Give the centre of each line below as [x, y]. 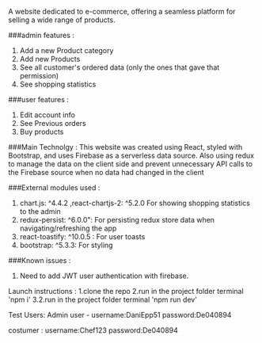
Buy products [42, 131]
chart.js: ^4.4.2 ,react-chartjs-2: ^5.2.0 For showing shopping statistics [135, 203]
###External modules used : [54, 188]
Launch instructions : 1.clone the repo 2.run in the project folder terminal [126, 291]
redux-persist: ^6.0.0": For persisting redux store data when [117, 220]
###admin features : [42, 35]
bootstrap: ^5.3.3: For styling [66, 245]
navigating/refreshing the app [68, 228]
